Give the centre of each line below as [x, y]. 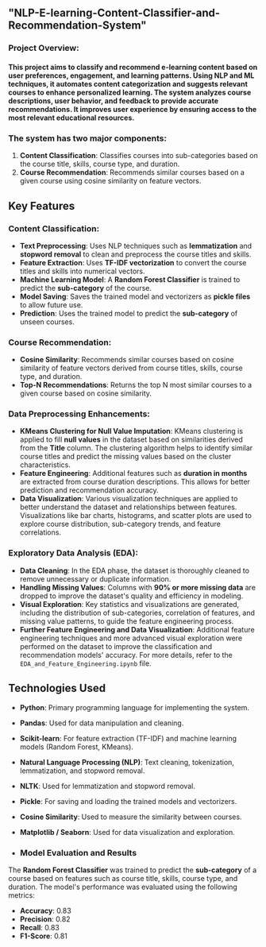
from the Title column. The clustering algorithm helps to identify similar [136, 448]
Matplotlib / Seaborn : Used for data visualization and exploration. [127, 832]
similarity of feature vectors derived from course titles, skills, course [131, 368]
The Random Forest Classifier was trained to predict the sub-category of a [133, 870]
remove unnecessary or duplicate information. [95, 578]
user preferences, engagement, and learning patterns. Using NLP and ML [131, 75]
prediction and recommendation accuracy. [89, 490]
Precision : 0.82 [45, 919]
